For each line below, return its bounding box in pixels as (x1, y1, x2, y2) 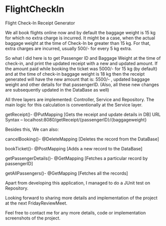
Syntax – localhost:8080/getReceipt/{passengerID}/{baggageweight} (5, 116, 147, 122)
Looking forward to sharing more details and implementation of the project (5, 195, 158, 201)
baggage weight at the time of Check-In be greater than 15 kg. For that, (5, 40, 151, 46)
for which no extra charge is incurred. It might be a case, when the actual (5, 35, 156, 41)
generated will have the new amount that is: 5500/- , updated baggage (5, 76, 150, 82)
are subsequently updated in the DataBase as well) (5, 87, 109, 93)
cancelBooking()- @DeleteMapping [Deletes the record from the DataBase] (5, 136, 159, 142)
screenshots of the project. (5, 215, 61, 221)
